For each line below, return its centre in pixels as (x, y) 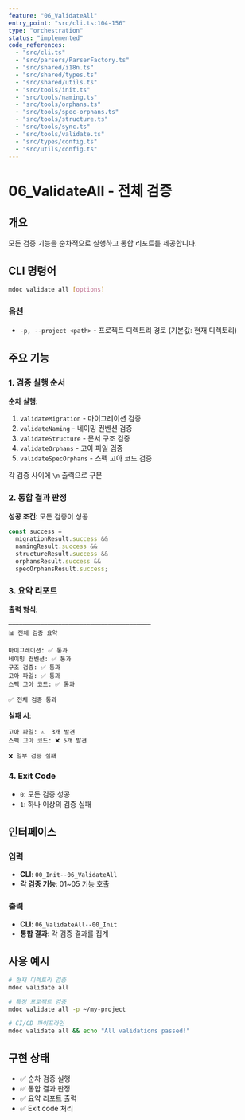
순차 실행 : (23, 401)
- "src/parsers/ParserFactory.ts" (72, 61)
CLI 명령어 (33, 270)
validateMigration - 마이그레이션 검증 (80, 418)
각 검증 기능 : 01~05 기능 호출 (64, 883)
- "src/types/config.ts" (56, 141)
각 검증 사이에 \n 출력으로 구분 (55, 476)
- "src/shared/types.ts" (56, 75)
